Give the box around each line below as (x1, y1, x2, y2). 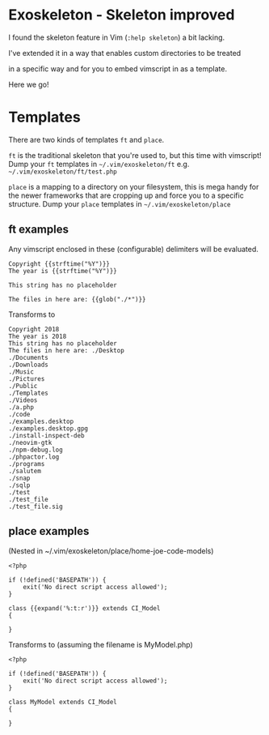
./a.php (8, 403, 35, 411)
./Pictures (8, 374, 45, 382)
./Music (8, 367, 35, 376)
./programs (8, 459, 45, 468)
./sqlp (8, 481, 31, 489)
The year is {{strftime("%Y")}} (8, 267, 117, 275)
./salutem (8, 467, 42, 475)
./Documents (8, 353, 48, 361)
